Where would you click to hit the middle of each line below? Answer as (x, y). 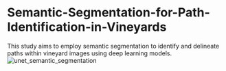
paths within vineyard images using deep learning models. (90, 53)
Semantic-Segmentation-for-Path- (109, 13)
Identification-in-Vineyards (87, 27)
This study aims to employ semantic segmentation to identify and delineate (113, 46)
